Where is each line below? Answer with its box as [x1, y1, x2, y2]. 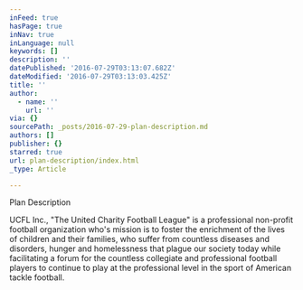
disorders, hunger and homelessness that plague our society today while [9, 243, 281, 254]
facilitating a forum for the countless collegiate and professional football [9, 253, 278, 264]
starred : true [9, 147, 63, 156]
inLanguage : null [9, 38, 75, 48]
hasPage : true [9, 22, 63, 31]
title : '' [9, 80, 47, 89]
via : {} [9, 114, 39, 123]
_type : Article [9, 164, 67, 173]
